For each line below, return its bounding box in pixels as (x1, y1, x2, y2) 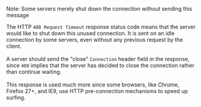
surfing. (6, 94, 26, 101)
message (6, 11, 29, 19)
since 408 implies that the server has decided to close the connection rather (6, 62, 195, 69)
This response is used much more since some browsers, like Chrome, (6, 81, 180, 88)
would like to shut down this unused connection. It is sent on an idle (6, 30, 175, 37)
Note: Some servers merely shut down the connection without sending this (6, 5, 193, 12)
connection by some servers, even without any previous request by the (6, 36, 183, 43)
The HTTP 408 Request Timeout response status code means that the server (6, 24, 196, 30)
